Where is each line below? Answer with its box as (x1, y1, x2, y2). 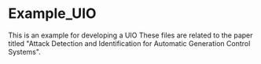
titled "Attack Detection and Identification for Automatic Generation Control (8, 38, 251, 48)
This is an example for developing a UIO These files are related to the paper (8, 30, 253, 40)
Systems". (8, 47, 41, 56)
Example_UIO (8, 5, 97, 23)
